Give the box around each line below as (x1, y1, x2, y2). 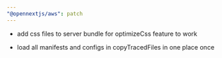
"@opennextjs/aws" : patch (6, 10, 83, 17)
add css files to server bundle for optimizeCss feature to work (16, 29, 197, 38)
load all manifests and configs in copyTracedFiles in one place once (16, 43, 215, 51)
